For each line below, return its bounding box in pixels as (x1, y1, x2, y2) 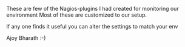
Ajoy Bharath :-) (6, 35, 46, 41)
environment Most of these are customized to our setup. (6, 11, 147, 18)
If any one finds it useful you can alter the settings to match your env (6, 23, 178, 30)
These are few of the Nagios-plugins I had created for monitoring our (6, 5, 179, 12)
